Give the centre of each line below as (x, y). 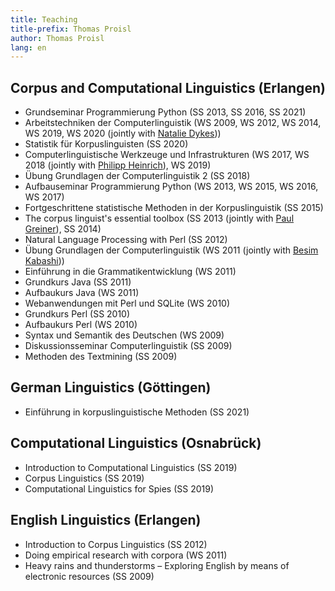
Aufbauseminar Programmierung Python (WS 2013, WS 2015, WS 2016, (171, 187)
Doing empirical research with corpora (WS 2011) (126, 555)
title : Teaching (44, 19)
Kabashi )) (44, 261)
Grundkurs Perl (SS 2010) (77, 314)
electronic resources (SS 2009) (89, 576)
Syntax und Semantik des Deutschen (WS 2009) (124, 335)
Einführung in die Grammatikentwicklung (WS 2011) (130, 272)
